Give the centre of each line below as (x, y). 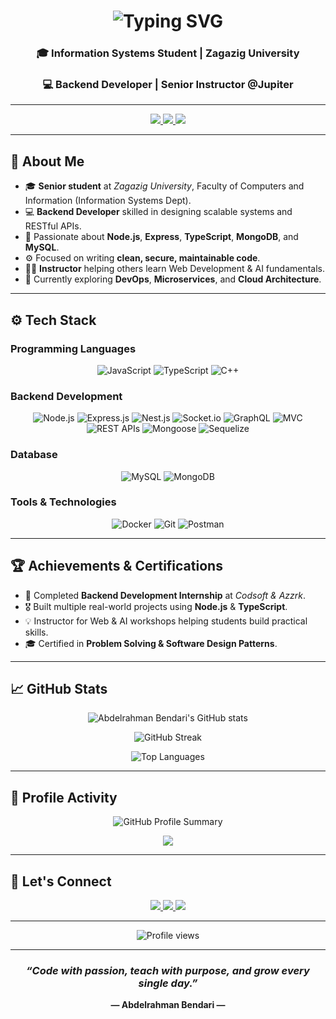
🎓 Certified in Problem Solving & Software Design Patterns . (151, 643)
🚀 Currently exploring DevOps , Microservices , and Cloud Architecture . (173, 279)
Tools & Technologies (63, 502)
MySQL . (42, 247)
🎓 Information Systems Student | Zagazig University (168, 53)
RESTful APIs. (53, 226)
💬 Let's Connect (61, 881)
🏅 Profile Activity (64, 797)
